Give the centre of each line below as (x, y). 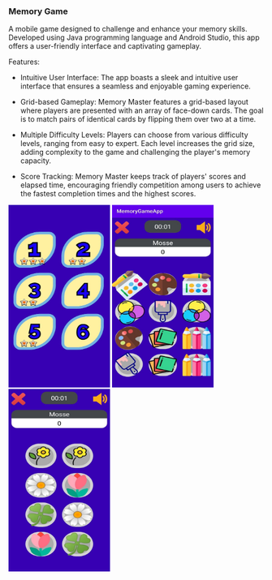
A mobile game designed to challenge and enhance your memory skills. (128, 29)
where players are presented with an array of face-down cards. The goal (142, 110)
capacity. (35, 161)
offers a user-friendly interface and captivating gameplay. (105, 46)
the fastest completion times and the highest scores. (108, 194)
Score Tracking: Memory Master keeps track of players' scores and (133, 177)
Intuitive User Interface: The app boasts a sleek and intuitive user (129, 78)
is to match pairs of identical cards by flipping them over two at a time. (138, 119)
